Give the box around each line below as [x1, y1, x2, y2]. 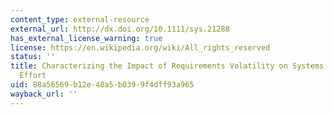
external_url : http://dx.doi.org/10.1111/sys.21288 [10, 24, 230, 34]
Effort [19, 71, 47, 81]
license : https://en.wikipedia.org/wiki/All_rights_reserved [10, 42, 271, 53]
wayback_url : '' [10, 89, 78, 99]
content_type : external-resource [10, 14, 150, 25]
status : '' [10, 52, 56, 62]
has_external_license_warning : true [10, 33, 163, 43]
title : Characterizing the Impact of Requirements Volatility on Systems [10, 61, 325, 71]
